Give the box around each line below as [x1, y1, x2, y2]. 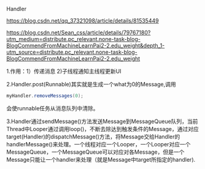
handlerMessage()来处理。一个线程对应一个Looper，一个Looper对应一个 [6, 140, 191, 148]
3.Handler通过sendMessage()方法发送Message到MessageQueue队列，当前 [6, 118, 198, 125]
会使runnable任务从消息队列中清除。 [6, 104, 99, 112]
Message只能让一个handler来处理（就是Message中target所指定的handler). [6, 156, 196, 163]
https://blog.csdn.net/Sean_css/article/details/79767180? [6, 29, 151, 36]
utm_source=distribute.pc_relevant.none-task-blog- [6, 48, 138, 56]
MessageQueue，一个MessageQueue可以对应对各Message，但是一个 [6, 148, 185, 156]
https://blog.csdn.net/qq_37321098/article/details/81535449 [6, 17, 159, 24]
